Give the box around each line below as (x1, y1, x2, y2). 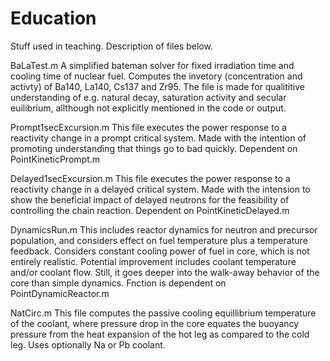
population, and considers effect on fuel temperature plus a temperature (10, 234, 308, 246)
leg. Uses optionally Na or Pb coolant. (10, 338, 166, 351)
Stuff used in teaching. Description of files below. (10, 40, 213, 52)
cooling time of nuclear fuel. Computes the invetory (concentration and (10, 70, 303, 82)
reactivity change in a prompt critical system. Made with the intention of (10, 132, 307, 144)
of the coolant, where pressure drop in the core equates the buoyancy (10, 317, 300, 329)
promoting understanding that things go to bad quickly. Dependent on (10, 142, 298, 154)
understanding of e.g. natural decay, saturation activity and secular (10, 91, 287, 103)
